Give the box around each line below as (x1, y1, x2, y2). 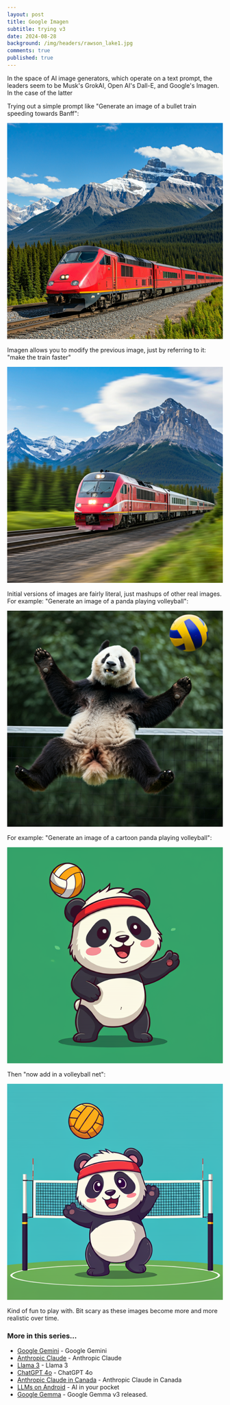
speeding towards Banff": (7, 109, 79, 117)
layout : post (7, 11, 44, 18)
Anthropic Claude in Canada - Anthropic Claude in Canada (16, 1376, 182, 1384)
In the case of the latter (7, 88, 73, 97)
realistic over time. (7, 1314, 60, 1322)
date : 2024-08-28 (7, 33, 57, 40)
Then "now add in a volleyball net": (7, 1070, 106, 1078)
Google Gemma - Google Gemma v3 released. (16, 1391, 149, 1399)
